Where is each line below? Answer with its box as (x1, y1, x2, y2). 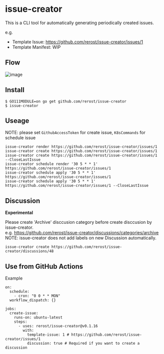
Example (5, 275, 23, 281)
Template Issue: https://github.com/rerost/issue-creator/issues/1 (12, 38, 143, 45)
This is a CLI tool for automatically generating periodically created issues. (5, 20, 154, 26)
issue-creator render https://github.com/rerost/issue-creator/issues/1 (5, 144, 158, 149)
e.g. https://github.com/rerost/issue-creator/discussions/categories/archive (5, 230, 159, 236)
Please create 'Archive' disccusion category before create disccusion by (5, 219, 152, 225)
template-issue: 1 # (27, 332, 69, 337)
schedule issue (5, 135, 36, 141)
